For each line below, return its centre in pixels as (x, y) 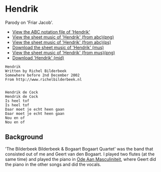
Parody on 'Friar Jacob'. (29, 22)
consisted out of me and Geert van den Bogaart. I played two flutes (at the (80, 154)
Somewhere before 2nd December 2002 (42, 75)
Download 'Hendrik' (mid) (38, 57)
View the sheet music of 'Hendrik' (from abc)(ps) (62, 42)
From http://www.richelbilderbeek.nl (44, 79)
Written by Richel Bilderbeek (36, 71)
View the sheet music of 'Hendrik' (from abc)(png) (63, 37)
